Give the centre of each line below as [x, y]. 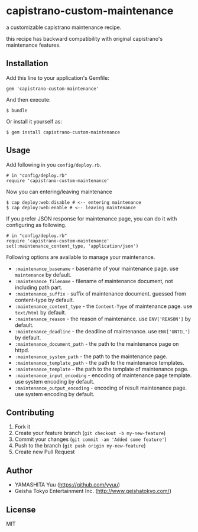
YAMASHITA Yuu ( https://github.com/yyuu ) [67, 485]
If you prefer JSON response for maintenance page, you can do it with [92, 218]
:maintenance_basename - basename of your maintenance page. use [97, 268]
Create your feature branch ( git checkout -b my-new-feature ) [90, 433]
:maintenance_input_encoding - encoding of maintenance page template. [103, 375]
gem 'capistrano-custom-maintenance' [53, 89]
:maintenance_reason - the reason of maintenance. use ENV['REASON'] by [103, 319]
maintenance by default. [43, 275]
